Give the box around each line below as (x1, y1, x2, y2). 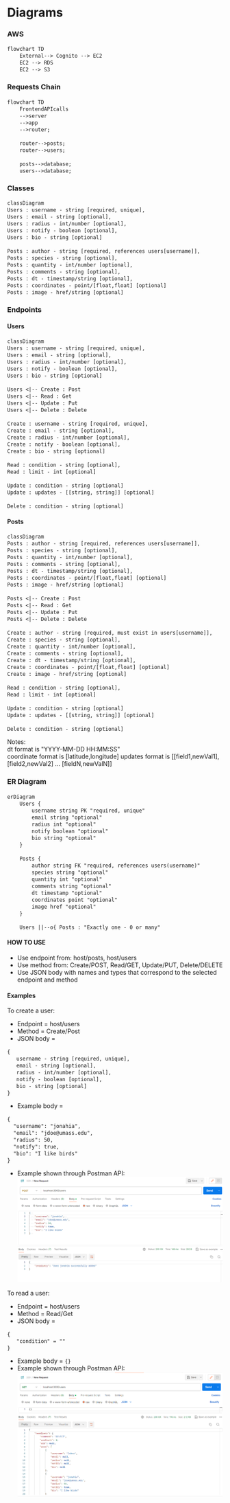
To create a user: (7, 1006, 55, 1015)
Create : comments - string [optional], (7, 651, 125, 657)
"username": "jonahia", (13, 1123, 81, 1130)
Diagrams (7, 5, 64, 21)
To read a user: (7, 1289, 50, 1297)
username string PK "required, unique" (31, 807, 146, 814)
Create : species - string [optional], (7, 637, 121, 644)
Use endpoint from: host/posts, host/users (16, 953, 137, 962)
